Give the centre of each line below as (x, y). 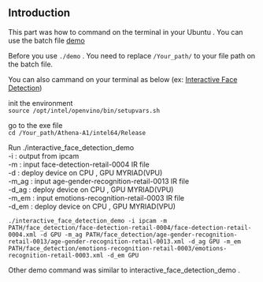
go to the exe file (35, 125)
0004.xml (22, 235)
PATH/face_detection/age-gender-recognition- (161, 235)
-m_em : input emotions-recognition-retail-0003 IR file (96, 197)
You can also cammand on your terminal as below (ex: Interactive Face (123, 79)
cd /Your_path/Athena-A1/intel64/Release (77, 133)
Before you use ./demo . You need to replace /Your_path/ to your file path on (132, 55)
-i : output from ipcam (44, 156)
